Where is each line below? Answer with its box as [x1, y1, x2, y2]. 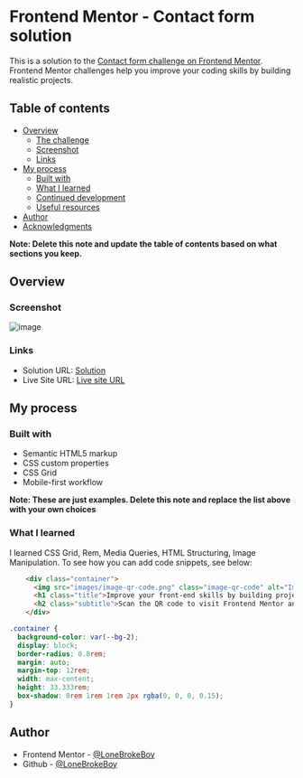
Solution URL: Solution [22, 364, 106, 376]
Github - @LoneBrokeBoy [22, 758, 118, 769]
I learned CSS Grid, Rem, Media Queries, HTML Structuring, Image [9, 547, 257, 558]
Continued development [35, 192, 126, 202]
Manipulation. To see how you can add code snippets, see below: [9, 557, 252, 567]
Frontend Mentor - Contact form [9, 6, 255, 27]
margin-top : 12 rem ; [17, 666, 91, 675]
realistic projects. [9, 74, 74, 85]
